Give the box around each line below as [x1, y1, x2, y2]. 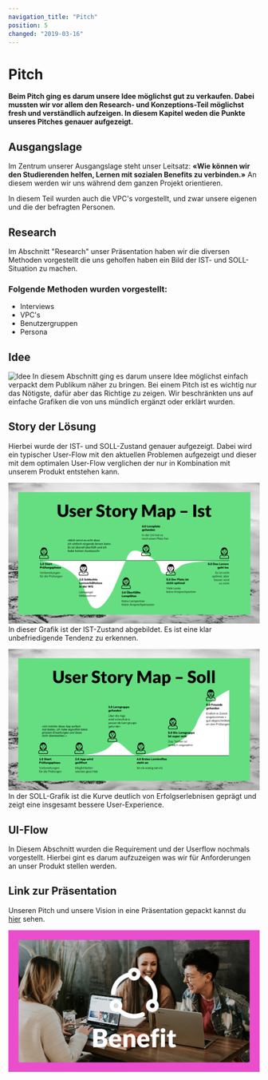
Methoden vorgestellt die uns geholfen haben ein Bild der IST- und [8, 255, 227, 264]
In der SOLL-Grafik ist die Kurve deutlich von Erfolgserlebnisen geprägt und [8, 792, 257, 801]
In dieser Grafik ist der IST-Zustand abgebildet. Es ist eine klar [8, 625, 212, 634]
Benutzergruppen [19, 319, 78, 328]
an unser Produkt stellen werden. [8, 861, 117, 871]
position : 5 [8, 21, 48, 30]
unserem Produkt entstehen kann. [8, 467, 120, 476]
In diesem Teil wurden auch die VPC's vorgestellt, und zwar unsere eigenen [8, 194, 258, 204]
